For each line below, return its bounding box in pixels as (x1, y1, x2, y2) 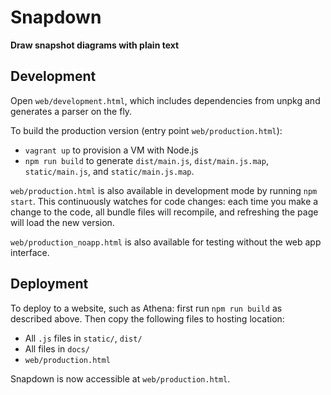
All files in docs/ (24, 342, 91, 355)
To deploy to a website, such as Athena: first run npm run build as (10, 302, 283, 314)
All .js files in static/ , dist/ (24, 332, 143, 344)
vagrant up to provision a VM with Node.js (24, 144, 199, 156)
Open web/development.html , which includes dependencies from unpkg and (10, 94, 321, 106)
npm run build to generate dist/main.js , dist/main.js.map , (24, 154, 269, 166)
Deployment (10, 276, 89, 293)
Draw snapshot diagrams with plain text (10, 39, 180, 51)
